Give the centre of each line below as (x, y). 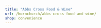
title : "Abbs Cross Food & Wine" (39, 9)
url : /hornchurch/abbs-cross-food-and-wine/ (51, 14)
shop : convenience (24, 18)
